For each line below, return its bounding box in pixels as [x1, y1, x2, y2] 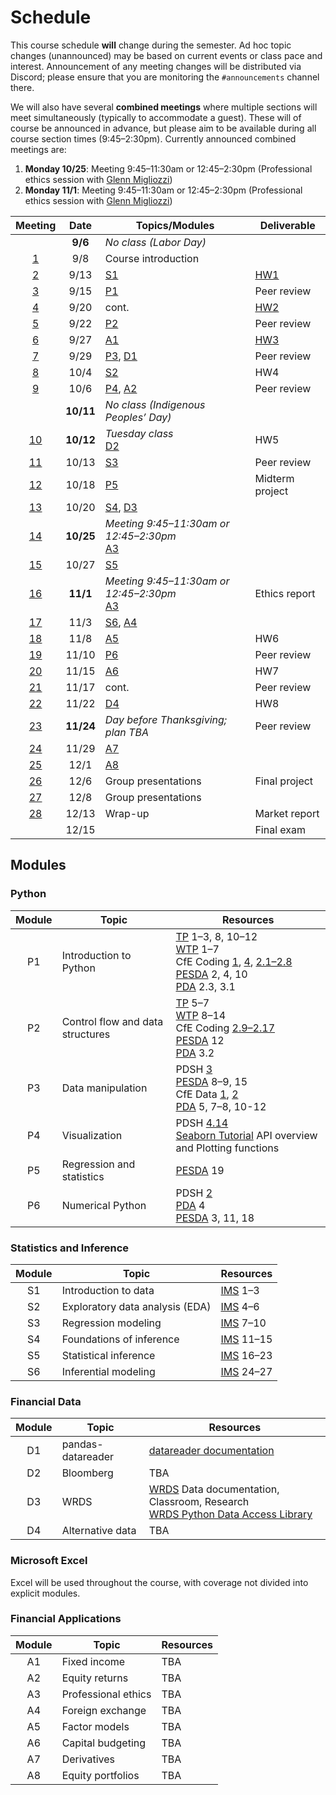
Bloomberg [61, 1466, 114, 1480]
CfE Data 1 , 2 [175, 1087, 239, 1101]
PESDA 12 [175, 1033, 225, 1047]
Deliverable [259, 218, 316, 232]
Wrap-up [104, 806, 150, 820]
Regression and [61, 1157, 136, 1171]
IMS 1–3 [220, 1283, 260, 1297]
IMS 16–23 [220, 1348, 273, 1362]
